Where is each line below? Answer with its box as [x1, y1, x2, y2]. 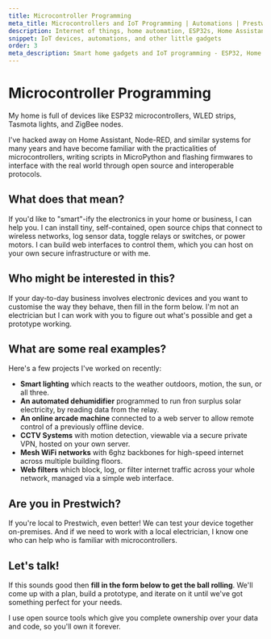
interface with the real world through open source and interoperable [8, 161, 235, 170]
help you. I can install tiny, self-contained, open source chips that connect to [8, 223, 263, 232]
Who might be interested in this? [8, 272, 176, 286]
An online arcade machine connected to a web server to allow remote [19, 413, 254, 424]
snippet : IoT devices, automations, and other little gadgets [8, 34, 222, 43]
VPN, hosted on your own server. [19, 439, 131, 449]
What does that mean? [8, 193, 125, 207]
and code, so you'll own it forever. [8, 622, 121, 631]
